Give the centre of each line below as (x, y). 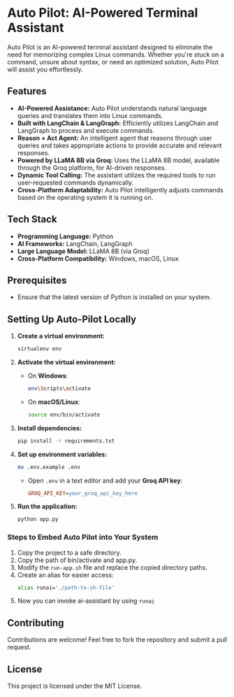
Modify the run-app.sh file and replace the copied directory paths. (112, 567)
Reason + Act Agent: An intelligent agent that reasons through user (115, 138)
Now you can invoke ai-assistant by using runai (86, 601)
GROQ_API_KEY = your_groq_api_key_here (83, 493)
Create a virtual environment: (61, 336)
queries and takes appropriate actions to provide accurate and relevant (119, 145)
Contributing (36, 623)
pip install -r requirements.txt (66, 441)
